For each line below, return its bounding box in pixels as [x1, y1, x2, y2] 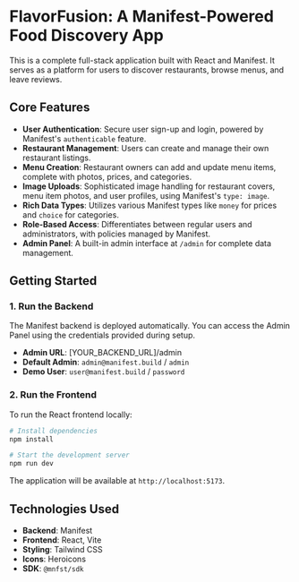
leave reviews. [9, 73, 63, 84]
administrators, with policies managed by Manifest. [21, 228, 211, 239]
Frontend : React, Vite [21, 535, 102, 545]
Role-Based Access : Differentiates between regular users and [21, 218, 252, 229]
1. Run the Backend [9, 300, 94, 312]
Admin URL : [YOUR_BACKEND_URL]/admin [21, 347, 182, 358]
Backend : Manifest [21, 526, 93, 536]
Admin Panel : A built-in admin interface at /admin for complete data [21, 237, 271, 248]
